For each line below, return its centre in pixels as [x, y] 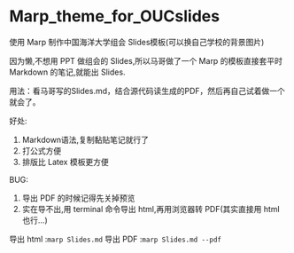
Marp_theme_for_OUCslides [114, 16]
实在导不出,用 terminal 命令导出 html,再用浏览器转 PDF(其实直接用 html [151, 209]
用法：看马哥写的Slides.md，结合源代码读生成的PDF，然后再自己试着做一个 [147, 91]
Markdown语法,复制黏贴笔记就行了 [85, 139]
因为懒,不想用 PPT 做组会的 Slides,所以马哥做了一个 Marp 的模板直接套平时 [146, 60]
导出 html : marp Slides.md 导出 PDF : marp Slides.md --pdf [115, 239]
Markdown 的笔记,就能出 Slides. [67, 72]
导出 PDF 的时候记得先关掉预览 [78, 198]
